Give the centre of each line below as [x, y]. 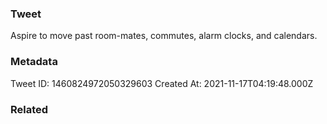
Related [29, 109]
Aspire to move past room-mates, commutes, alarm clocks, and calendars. [164, 36]
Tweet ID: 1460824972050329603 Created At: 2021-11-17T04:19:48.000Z [162, 83]
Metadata [34, 62]
